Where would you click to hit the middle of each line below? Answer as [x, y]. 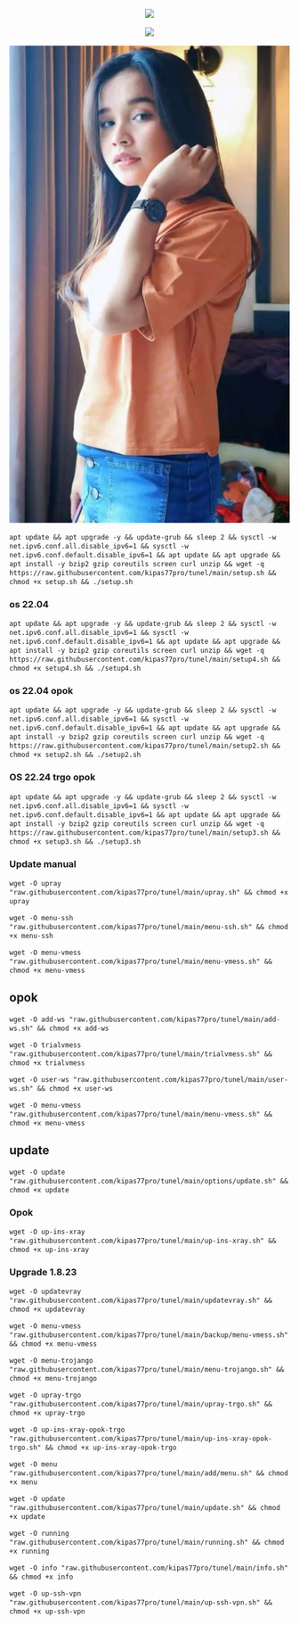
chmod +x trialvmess [48, 1063]
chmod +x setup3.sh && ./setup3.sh [75, 841]
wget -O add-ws [37, 1019]
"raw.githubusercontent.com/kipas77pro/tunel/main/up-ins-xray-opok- [141, 1439]
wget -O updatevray [45, 1292]
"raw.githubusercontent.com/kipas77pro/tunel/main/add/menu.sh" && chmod [149, 1473]
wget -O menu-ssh [41, 919]
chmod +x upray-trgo [48, 1414]
